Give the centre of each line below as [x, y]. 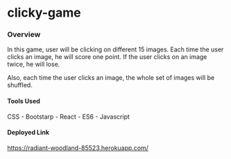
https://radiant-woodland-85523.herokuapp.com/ [78, 148]
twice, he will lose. [34, 65]
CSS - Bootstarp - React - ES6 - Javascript [69, 117]
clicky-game [44, 13]
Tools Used [24, 101]
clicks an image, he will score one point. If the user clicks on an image [107, 57]
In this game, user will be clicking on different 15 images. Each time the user [115, 49]
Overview [24, 35]
